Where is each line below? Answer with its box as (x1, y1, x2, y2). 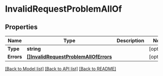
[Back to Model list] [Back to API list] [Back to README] (5, 66, 116, 72)
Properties (5, 23, 38, 31)
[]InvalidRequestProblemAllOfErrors (26, 54, 113, 60)
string (26, 45, 41, 52)
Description (116, 38, 145, 44)
